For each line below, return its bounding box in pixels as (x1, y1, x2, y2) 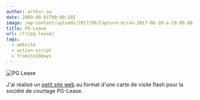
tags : (6, 36, 20, 42)
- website (11, 42, 36, 48)
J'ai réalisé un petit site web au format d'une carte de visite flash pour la (6, 81, 183, 88)
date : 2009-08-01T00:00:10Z (6, 14, 76, 20)
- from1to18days (11, 53, 52, 59)
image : (6, 20, 23, 26)
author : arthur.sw (6, 8, 52, 15)
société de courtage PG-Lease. (6, 87, 83, 94)
